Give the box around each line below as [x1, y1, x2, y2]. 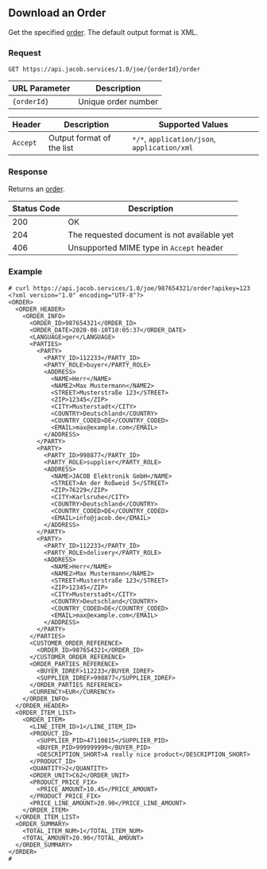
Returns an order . [8, 184, 65, 194]
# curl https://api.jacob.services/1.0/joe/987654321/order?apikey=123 [8, 284, 250, 293]
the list [48, 142, 74, 153]
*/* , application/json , [132, 134, 216, 145]
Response [8, 166, 48, 177]
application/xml [132, 143, 193, 153]
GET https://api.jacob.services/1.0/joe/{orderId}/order [8, 65, 201, 74]
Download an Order [8, 6, 106, 20]
